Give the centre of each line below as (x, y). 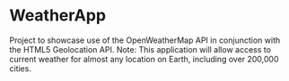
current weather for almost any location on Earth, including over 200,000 (144, 59)
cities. (20, 69)
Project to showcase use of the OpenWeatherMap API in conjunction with (145, 40)
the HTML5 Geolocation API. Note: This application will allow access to (140, 49)
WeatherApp (57, 16)
